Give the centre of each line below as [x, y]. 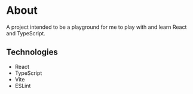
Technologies [32, 52]
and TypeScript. [26, 33]
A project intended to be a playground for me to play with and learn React [96, 27]
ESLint [23, 86]
